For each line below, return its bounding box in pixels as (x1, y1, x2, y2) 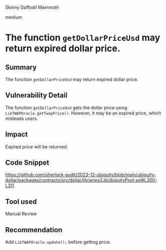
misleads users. (5, 115, 38, 121)
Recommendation (5, 226, 62, 234)
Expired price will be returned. (5, 143, 68, 149)
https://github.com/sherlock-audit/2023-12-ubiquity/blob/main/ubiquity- (5, 172, 156, 178)
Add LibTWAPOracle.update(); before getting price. (5, 239, 111, 245)
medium (5, 14, 22, 20)
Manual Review (5, 211, 37, 217)
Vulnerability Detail (5, 91, 67, 100)
